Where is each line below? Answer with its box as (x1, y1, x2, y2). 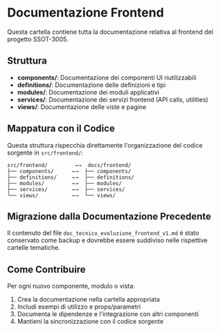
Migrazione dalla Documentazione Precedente (7, 211, 212, 222)
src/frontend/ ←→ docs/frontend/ (7, 162, 131, 168)
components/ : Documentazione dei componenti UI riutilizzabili (17, 73, 197, 81)
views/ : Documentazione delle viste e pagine (17, 102, 147, 111)
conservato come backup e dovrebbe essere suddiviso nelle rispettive (7, 236, 208, 244)
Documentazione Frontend (7, 5, 165, 21)
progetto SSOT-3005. (7, 35, 68, 43)
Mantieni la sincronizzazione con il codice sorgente (17, 318, 164, 326)
